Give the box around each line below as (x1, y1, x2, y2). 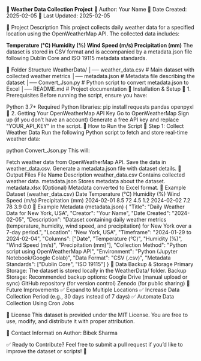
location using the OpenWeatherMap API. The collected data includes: (6, 30, 180, 37)
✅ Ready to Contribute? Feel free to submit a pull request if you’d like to (6, 341, 183, 348)
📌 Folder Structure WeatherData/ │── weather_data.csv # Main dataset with (6, 66, 195, 73)
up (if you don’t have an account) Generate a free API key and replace (6, 116, 179, 123)
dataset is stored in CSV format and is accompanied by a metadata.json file (6, 48, 193, 55)
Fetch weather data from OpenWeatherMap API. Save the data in (6, 159, 166, 165)
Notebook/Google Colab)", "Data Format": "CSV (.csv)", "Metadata (6, 254, 171, 261)
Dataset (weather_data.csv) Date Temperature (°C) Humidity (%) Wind (6, 190, 181, 198)
